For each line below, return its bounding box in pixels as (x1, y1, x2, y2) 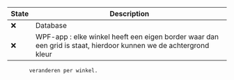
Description (109, 9, 150, 18)
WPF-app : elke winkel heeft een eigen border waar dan (35, 32, 219, 41)
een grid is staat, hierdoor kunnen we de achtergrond (35, 41, 210, 50)
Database (35, 21, 68, 30)
